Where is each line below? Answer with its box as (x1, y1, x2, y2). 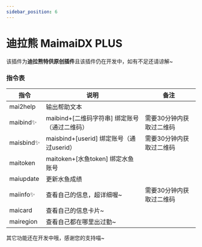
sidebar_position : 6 (6, 8, 58, 15)
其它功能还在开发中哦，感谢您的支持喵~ (6, 234, 105, 241)
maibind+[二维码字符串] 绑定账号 (46, 114, 139, 122)
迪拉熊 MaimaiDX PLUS (6, 37, 123, 50)
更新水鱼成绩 (46, 175, 82, 183)
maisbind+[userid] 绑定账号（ (46, 134, 130, 142)
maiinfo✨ (9, 190, 35, 198)
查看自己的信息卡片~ (46, 206, 104, 215)
